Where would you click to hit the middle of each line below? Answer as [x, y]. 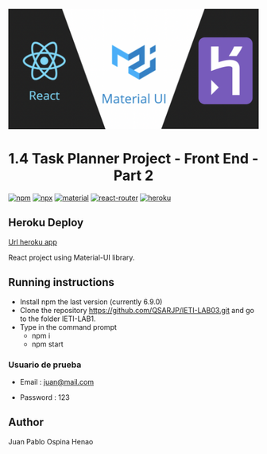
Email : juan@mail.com [56, 382]
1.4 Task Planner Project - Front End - [133, 159]
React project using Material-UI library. [72, 257]
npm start [47, 344]
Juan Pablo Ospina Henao [51, 441]
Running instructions [62, 282]
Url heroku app [33, 242]
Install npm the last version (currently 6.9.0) [91, 301]
